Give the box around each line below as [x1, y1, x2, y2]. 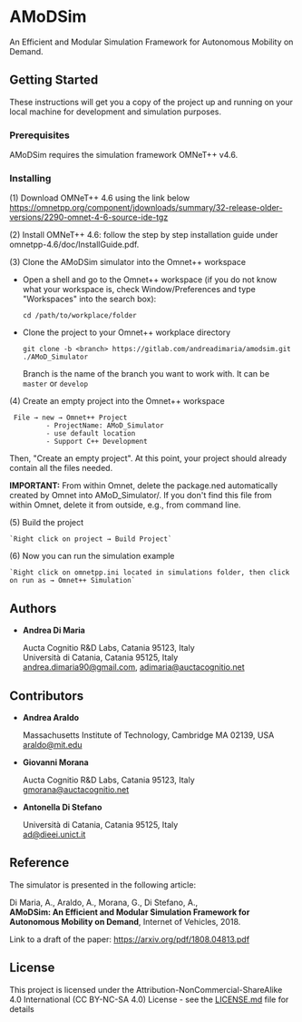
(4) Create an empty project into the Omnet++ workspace [9, 396, 225, 407]
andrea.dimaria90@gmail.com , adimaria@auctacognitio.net [22, 662, 245, 673]
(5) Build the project [9, 517, 84, 528]
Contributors [9, 688, 84, 703]
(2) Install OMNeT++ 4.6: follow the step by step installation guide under [9, 230, 278, 241]
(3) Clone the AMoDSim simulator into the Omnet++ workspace [9, 257, 247, 268]
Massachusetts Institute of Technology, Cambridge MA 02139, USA [22, 729, 275, 741]
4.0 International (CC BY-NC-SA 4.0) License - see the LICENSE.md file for [9, 994, 289, 1005]
